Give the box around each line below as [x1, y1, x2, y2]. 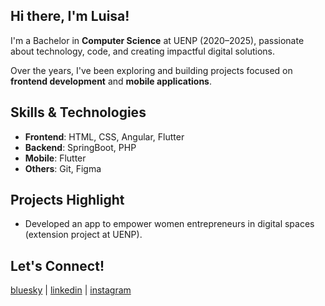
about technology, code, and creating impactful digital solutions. [10, 45, 276, 57]
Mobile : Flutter [24, 152, 87, 164]
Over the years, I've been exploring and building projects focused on [10, 64, 293, 76]
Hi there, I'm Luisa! [10, 8, 130, 25]
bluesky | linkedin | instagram [10, 284, 132, 296]
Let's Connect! [10, 257, 105, 274]
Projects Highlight [10, 192, 125, 209]
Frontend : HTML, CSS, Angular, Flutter [24, 130, 185, 143]
